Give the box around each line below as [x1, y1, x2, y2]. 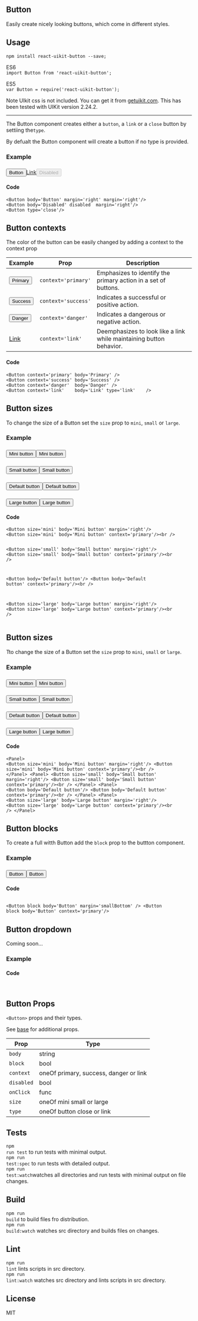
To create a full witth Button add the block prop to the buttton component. [6, 839, 186, 846]
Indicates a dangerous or [96, 310, 166, 319]
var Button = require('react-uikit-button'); [6, 86, 120, 92]
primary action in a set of [96, 276, 166, 284]
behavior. [96, 342, 123, 351]
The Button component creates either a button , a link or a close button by [6, 120, 187, 127]
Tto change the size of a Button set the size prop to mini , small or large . [6, 648, 181, 655]
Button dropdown [6, 924, 72, 934]
